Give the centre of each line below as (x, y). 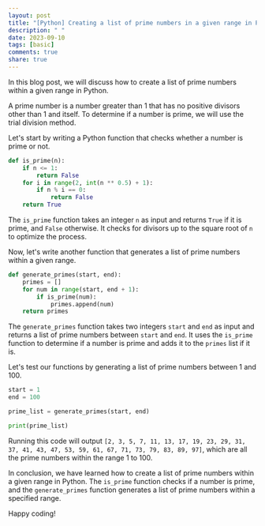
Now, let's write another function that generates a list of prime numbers (124, 252)
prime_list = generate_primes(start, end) (79, 411)
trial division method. (42, 122)
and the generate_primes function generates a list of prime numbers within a (132, 490)
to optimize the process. (47, 237)
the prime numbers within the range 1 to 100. (80, 457)
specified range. (35, 498)
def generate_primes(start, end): (65, 275)
